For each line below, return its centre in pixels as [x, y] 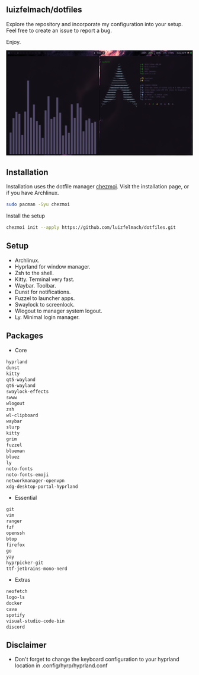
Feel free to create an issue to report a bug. [59, 30]
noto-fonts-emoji [28, 475]
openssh [16, 533]
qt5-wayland [21, 380]
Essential [26, 497]
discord [16, 627]
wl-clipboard [22, 415]
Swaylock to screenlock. [45, 304]
